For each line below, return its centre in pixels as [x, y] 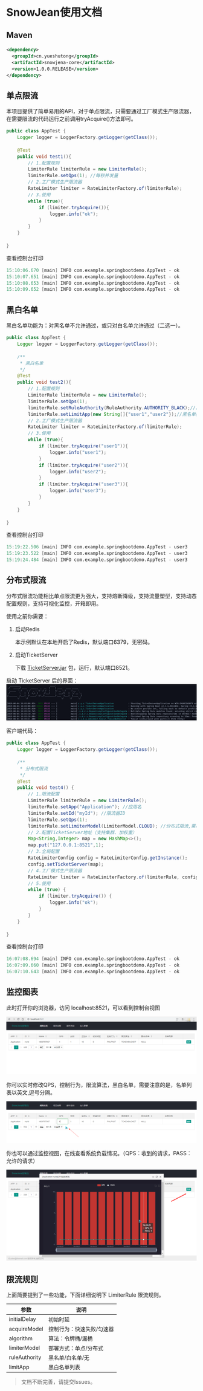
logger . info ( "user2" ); [78, 472]
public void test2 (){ [44, 382]
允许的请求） [22, 1161]
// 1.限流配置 [44, 794]
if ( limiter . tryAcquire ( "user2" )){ [83, 465]
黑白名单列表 [64, 1367]
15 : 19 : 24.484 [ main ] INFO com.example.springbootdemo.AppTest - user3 [97, 560]
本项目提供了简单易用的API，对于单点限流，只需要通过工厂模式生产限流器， [101, 111]
